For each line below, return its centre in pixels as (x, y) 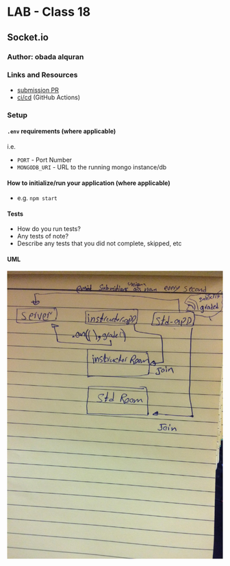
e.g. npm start (37, 198)
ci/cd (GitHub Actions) (49, 97)
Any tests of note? (43, 236)
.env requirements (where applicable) (62, 132)
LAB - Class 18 (49, 12)
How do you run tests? (49, 229)
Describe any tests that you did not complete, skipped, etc (99, 243)
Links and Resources (42, 75)
